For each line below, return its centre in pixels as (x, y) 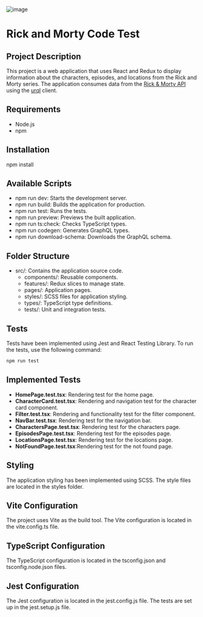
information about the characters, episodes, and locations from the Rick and (101, 77)
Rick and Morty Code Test (73, 34)
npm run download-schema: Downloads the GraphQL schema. (93, 237)
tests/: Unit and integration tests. (65, 310)
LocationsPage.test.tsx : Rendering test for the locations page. (94, 440)
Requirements (33, 110)
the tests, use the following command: (54, 350)
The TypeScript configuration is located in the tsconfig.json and (86, 560)
